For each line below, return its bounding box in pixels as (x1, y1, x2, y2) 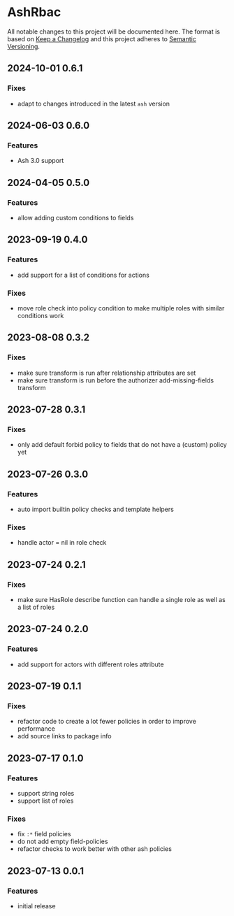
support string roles (17, 789, 75, 798)
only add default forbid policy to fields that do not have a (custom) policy (17, 441, 227, 449)
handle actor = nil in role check (17, 538, 107, 547)
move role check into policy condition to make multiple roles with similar (17, 303, 225, 312)
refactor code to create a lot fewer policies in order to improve (17, 717, 197, 726)
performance (17, 724, 56, 733)
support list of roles (17, 796, 74, 805)
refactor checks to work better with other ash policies (17, 845, 173, 853)
